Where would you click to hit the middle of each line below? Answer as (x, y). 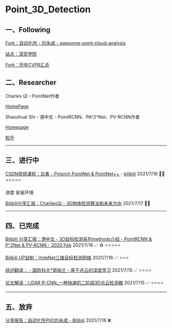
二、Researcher (31, 83)
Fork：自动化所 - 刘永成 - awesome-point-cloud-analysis (66, 43)
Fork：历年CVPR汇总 (27, 65)
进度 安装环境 (19, 192)
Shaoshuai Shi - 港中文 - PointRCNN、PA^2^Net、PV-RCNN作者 (72, 117)
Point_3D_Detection (48, 10)
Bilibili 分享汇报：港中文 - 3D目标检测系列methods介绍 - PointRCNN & (79, 239)
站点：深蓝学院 (21, 54)
